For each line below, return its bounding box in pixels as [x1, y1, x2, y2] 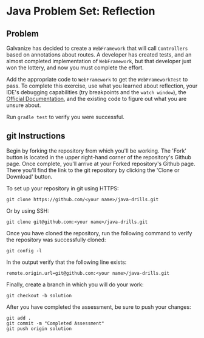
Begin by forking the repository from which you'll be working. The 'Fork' [6, 147, 187, 154]
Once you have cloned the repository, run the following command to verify [6, 229, 192, 236]
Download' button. [6, 173, 53, 180]
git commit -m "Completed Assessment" [6, 320, 104, 326]
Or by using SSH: [6, 207, 50, 214]
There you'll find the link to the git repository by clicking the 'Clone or [6, 166, 180, 174]
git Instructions [6, 131, 66, 141]
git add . [6, 315, 32, 321]
